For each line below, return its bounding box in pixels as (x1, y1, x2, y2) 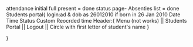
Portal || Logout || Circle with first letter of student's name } (6, 23, 150, 30)
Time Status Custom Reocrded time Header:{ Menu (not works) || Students (6, 17, 187, 24)
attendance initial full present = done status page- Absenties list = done (6, 5, 180, 12)
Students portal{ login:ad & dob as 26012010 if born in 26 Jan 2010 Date (6, 11, 181, 18)
